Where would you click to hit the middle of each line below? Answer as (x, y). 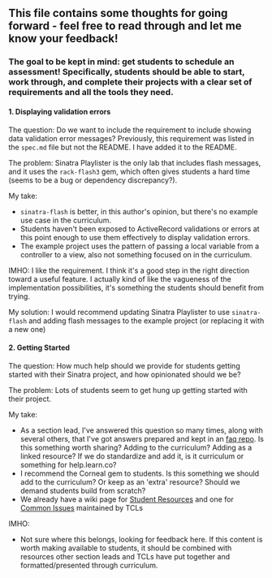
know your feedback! (63, 39)
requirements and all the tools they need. (91, 93)
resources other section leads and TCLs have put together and (125, 556)
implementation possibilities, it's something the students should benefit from (136, 287)
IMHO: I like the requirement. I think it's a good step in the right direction (129, 270)
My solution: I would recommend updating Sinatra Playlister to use (119, 312)
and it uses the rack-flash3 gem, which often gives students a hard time (129, 171)
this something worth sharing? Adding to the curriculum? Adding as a (136, 447)
